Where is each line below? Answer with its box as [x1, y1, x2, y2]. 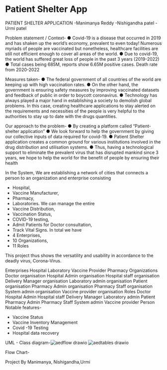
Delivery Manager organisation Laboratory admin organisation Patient [5, 278, 148, 284]
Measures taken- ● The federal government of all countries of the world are [5, 76, 162, 82]
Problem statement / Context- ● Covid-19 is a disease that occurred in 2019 [5, 35, 161, 41]
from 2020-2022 [5, 66, 40, 73]
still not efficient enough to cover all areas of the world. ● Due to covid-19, [5, 51, 158, 57]
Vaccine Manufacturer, [12, 190, 59, 196]
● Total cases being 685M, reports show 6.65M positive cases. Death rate [5, 61, 158, 67]
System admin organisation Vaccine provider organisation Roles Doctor [5, 288, 151, 294]
